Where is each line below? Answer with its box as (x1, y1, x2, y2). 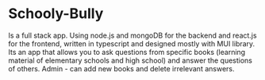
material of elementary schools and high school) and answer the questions (8, 56, 252, 65)
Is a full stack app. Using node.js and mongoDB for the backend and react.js (8, 31, 257, 40)
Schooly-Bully (8, 5, 104, 23)
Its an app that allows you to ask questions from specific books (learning (8, 47, 246, 56)
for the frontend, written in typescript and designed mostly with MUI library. (8, 38, 255, 48)
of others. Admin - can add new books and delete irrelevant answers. (8, 64, 235, 73)
